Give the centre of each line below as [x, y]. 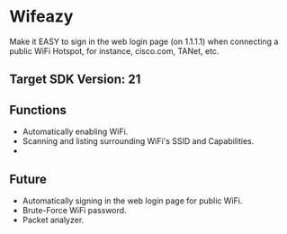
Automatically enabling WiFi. [75, 131]
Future [28, 179]
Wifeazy [41, 17]
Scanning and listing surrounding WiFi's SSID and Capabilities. [138, 141]
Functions [38, 110]
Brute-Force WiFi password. [75, 210]
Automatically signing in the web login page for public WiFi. [132, 201]
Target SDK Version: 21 [75, 80]
